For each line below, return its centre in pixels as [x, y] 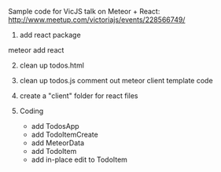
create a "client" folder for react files [79, 96]
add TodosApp [55, 126]
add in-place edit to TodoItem [79, 159]
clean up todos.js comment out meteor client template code [116, 81]
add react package [50, 35]
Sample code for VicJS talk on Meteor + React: [84, 11]
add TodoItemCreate [64, 134]
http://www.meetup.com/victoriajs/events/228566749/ [97, 20]
